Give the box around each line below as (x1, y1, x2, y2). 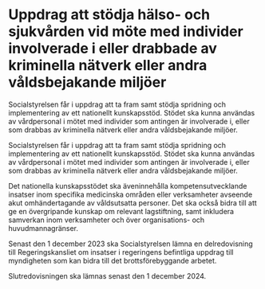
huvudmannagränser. (8, 223, 78, 232)
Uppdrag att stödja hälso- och (8, 6, 211, 24)
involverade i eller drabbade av (8, 40, 218, 57)
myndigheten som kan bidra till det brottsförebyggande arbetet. (8, 256, 217, 265)
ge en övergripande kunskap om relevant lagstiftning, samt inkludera (8, 206, 234, 216)
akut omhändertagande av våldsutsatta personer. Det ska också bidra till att (8, 197, 257, 208)
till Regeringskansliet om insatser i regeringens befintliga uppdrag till (8, 247, 234, 256)
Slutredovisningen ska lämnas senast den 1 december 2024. (8, 271, 207, 280)
